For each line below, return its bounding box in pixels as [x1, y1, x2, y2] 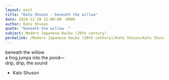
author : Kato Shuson [5, 21, 49, 27]
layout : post [5, 7, 33, 13]
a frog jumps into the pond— [5, 54, 64, 60]
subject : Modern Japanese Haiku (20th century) [5, 31, 107, 36]
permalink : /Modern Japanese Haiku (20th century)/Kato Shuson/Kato [5, 36, 152, 41]
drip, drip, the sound [5, 60, 48, 66]
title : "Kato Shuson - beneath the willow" [5, 12, 98, 17]
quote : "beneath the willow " [5, 26, 71, 31]
